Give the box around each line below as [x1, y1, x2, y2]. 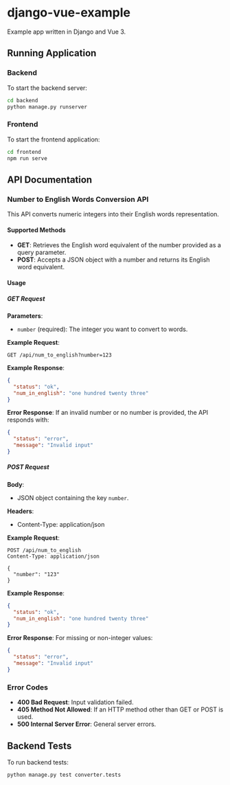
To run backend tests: [7, 758, 69, 766]
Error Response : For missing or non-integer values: [7, 634, 153, 642]
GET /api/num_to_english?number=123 [7, 352, 112, 359]
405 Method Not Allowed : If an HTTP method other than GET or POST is [16, 705, 224, 714]
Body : [7, 480, 25, 488]
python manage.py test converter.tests [7, 771, 122, 778]
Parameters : [7, 311, 43, 320]
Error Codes [7, 682, 48, 692]
